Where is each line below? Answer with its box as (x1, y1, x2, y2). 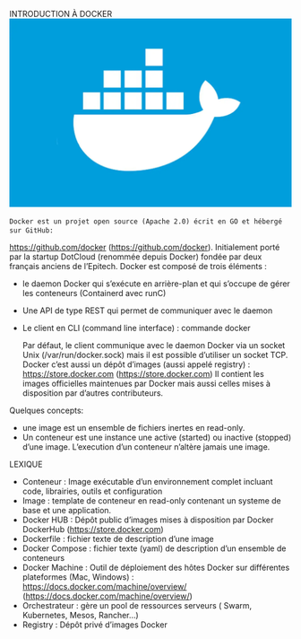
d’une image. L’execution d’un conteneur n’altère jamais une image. (21, 442, 271, 452)
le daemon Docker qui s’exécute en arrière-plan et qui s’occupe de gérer (21, 278, 291, 289)
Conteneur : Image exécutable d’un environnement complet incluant (21, 477, 273, 487)
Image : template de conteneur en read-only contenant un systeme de (21, 495, 281, 506)
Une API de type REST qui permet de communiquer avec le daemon (21, 305, 273, 316)
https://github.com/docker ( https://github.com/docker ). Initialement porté (9, 242, 280, 253)
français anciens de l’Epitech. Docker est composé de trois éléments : (9, 261, 267, 272)
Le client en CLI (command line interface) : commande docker (21, 323, 251, 334)
